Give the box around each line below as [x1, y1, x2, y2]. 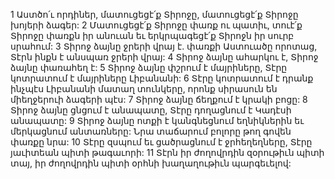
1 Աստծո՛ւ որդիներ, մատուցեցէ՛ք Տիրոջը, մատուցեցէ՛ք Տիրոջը [10, 9, 299, 20]
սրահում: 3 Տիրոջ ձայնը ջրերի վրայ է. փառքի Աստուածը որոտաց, [10, 40, 318, 52]
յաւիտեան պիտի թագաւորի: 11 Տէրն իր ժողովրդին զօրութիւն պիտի [10, 147, 325, 158]
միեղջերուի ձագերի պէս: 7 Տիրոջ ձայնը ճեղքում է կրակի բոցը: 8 [10, 94, 308, 105]
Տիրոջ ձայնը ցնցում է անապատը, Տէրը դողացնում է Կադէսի [10, 104, 292, 116]
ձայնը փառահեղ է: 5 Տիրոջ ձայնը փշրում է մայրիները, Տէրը [10, 62, 288, 73]
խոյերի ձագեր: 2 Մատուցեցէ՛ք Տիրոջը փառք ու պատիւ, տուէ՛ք [10, 19, 303, 31]
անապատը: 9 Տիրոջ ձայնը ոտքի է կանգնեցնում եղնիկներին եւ [10, 115, 305, 126]
